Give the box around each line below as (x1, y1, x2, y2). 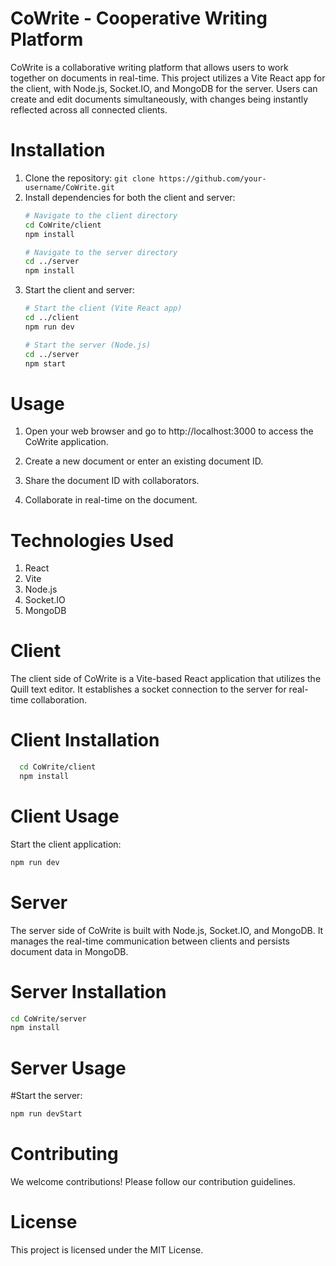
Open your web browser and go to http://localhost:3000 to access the (24, 425, 314, 437)
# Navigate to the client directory (24, 210, 178, 221)
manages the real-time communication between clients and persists (10, 935, 290, 947)
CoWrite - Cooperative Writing (10, 7, 268, 30)
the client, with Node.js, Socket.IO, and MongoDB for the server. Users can (10, 82, 318, 94)
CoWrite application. (24, 436, 109, 448)
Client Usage (10, 805, 120, 828)
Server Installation (10, 980, 167, 1003)
